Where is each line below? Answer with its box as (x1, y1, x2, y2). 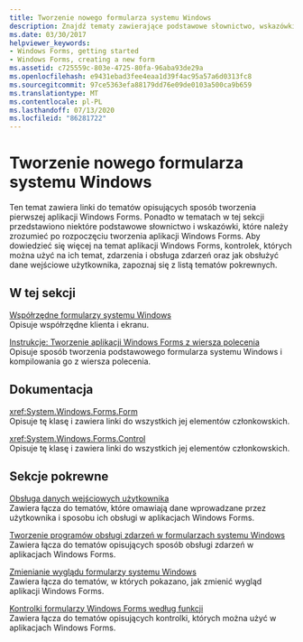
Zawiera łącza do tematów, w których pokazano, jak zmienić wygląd (9, 575, 262, 587)
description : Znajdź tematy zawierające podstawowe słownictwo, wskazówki (9, 22, 297, 31)
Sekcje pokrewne (9, 469, 109, 484)
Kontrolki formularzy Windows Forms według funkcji (9, 602, 204, 614)
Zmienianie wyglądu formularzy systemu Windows (9, 566, 197, 577)
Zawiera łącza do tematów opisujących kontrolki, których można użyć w (9, 612, 277, 623)
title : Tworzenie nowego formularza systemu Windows (9, 13, 212, 23)
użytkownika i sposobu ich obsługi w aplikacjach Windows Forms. (9, 512, 255, 523)
